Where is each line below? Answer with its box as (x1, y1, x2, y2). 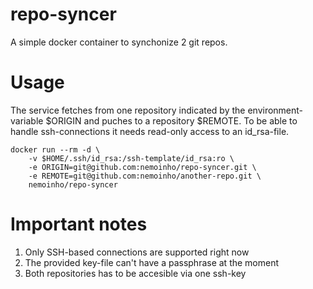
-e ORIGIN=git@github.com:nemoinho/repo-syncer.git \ (28, 162, 257, 172)
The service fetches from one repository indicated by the (10, 104, 246, 116)
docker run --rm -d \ (10, 144, 101, 155)
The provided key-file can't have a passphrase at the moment (24, 256, 280, 268)
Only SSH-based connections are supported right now (24, 246, 250, 258)
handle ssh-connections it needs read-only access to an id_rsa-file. (10, 125, 290, 137)
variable (10, 114, 44, 127)
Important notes (10, 213, 148, 236)
